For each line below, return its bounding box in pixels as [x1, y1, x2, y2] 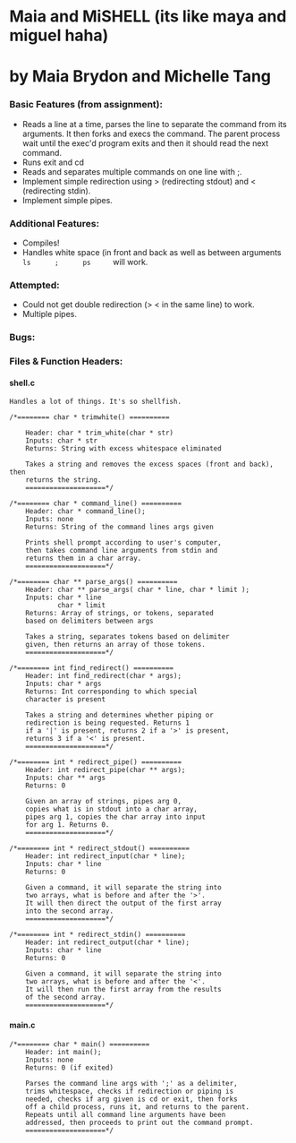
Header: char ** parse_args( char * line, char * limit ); [25, 585, 250, 595]
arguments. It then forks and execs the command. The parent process [21, 128, 281, 139]
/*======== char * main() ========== [9, 1039, 150, 1049]
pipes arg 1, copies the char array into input [25, 812, 206, 821]
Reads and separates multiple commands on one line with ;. [21, 166, 243, 176]
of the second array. [25, 993, 106, 1002]
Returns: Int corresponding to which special [25, 687, 199, 696]
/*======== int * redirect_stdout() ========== [9, 844, 190, 853]
